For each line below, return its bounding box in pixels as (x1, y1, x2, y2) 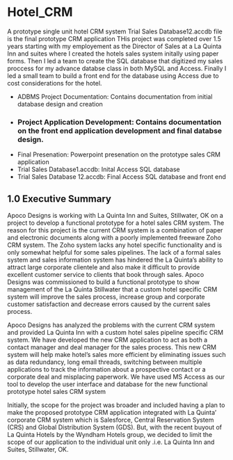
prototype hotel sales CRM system (7, 388, 106, 396)
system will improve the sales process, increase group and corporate (7, 293, 205, 301)
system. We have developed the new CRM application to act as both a (7, 335, 208, 344)
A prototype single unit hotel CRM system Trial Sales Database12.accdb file (7, 27, 223, 35)
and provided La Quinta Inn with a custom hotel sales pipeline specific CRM (7, 328, 224, 337)
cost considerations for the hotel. (7, 79, 102, 87)
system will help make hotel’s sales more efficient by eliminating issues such (7, 351, 226, 359)
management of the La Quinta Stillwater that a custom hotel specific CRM (7, 285, 218, 294)
